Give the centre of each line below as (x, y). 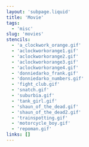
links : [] (19, 135)
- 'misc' (22, 28)
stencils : (19, 40)
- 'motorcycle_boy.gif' (41, 124)
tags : (13, 23)
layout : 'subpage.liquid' (38, 12)
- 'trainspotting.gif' (40, 118)
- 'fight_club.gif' (36, 85)
